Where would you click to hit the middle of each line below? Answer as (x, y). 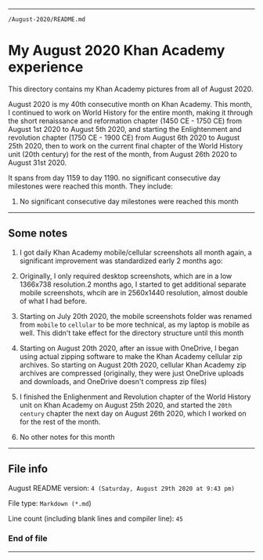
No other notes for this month (67, 437)
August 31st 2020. (38, 163)
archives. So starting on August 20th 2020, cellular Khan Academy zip (133, 364)
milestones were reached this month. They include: (91, 186)
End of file (28, 539)
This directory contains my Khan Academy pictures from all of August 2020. (131, 89)
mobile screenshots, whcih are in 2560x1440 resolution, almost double (133, 292)
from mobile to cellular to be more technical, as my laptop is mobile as (134, 324)
